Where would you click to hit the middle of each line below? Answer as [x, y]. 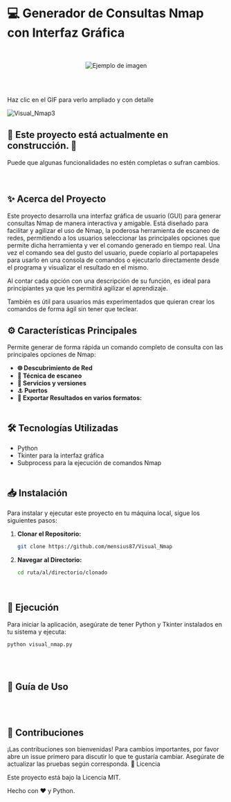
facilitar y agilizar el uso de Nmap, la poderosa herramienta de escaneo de [113, 230]
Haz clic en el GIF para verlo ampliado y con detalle [81, 99]
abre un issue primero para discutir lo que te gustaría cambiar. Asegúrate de [116, 757]
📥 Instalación [37, 493]
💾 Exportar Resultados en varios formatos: [80, 398]
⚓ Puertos [33, 391]
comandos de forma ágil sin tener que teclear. [73, 308]
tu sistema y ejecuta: [37, 631]
